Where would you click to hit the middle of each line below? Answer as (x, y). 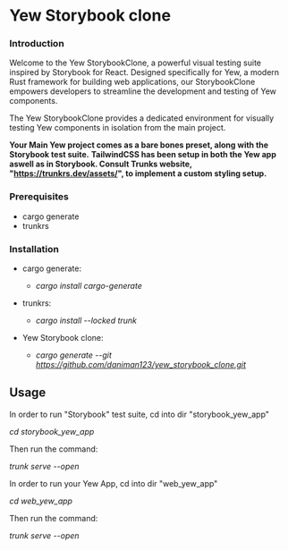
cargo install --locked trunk (86, 321)
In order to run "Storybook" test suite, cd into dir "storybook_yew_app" (140, 414)
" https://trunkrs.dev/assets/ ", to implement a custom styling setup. (138, 173)
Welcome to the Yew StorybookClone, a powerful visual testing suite (136, 63)
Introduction (37, 44)
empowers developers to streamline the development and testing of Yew (143, 91)
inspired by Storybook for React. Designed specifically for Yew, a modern (144, 72)
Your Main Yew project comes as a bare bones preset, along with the (139, 145)
